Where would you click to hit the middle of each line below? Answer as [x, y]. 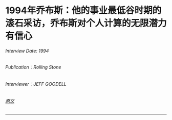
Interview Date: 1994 [27, 51]
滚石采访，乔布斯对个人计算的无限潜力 [86, 23]
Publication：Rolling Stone [33, 67]
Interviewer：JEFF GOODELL [36, 84]
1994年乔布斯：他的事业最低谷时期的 [83, 10]
